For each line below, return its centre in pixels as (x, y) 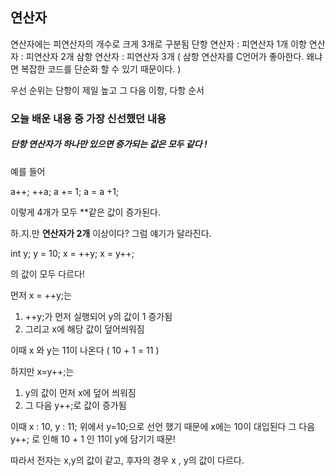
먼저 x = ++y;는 (41, 295)
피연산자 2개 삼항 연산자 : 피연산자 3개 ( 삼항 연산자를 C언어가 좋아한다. (165, 56)
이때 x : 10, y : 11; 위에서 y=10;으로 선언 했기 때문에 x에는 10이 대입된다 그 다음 (163, 426)
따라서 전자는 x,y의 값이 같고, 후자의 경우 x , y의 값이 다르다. (127, 460)
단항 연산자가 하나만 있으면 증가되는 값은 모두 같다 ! (109, 144)
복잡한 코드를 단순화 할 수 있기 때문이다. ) (101, 69)
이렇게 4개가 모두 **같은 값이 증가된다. (85, 212)
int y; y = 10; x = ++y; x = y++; (72, 253)
